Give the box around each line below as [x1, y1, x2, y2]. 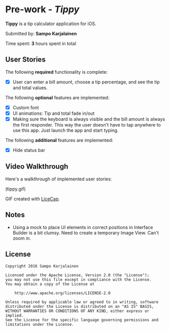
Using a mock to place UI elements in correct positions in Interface [12, 224, 153, 230]
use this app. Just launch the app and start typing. [12, 127, 119, 133]
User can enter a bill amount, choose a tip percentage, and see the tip [12, 78, 160, 85]
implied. [5, 313, 24, 318]
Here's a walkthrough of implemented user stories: [5, 176, 112, 182]
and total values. [12, 85, 48, 91]
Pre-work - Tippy [5, 4, 80, 15]
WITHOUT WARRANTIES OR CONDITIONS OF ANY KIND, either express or [5, 308, 150, 314]
